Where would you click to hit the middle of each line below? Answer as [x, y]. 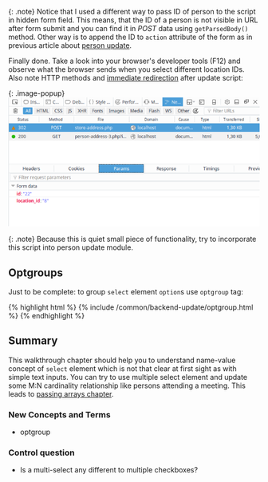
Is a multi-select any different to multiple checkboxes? [108, 470]
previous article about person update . [70, 45]
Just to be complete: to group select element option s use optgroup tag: [126, 292]
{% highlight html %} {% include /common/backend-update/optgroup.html [131, 307]
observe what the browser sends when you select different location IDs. [126, 69]
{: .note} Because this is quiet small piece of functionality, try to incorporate [132, 239]
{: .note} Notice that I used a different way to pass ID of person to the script [132, 12]
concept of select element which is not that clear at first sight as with [122, 368]
